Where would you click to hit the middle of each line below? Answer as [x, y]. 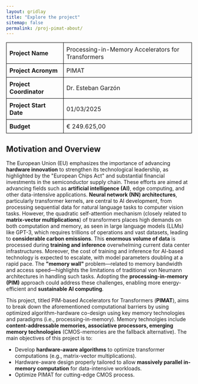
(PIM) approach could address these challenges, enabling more [83, 283]
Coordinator [27, 92]
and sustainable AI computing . [66, 289]
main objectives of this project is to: [49, 338]
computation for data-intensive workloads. [89, 369]
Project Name [29, 53]
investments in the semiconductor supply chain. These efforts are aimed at [97, 182]
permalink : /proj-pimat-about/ [44, 28]
